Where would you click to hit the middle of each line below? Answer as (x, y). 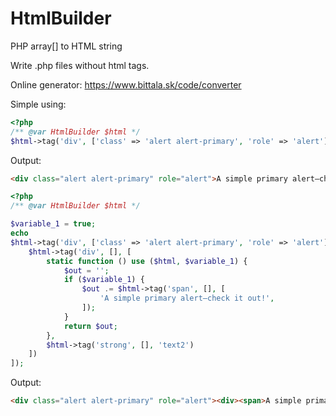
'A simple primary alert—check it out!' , (187, 298)
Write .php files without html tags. (80, 65)
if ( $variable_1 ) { (104, 280)
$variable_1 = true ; (53, 224)
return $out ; (90, 326)
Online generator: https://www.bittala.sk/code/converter (126, 84)
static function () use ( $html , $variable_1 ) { (147, 261)
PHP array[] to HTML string (66, 46)
